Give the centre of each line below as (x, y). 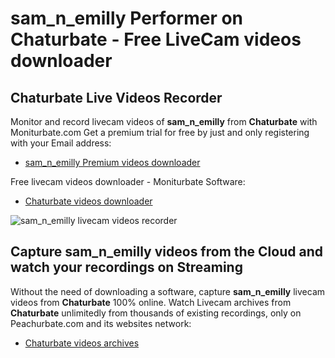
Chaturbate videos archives (82, 343)
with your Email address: (61, 143)
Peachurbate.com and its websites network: (101, 323)
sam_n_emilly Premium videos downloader (112, 162)
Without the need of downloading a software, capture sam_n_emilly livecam (168, 291)
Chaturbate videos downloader (88, 201)
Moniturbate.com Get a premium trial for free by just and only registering (160, 132)
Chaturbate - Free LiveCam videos (156, 39)
